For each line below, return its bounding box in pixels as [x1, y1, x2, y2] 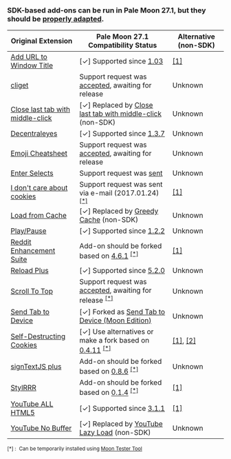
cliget [10, 81, 29, 90]
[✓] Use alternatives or [78, 327, 154, 336]
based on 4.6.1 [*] [78, 249, 139, 261]
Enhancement [10, 246, 56, 256]
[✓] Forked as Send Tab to [78, 307, 166, 316]
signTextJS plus [10, 361, 62, 371]
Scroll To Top [10, 286, 54, 296]
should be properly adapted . [7, 14, 104, 23]
